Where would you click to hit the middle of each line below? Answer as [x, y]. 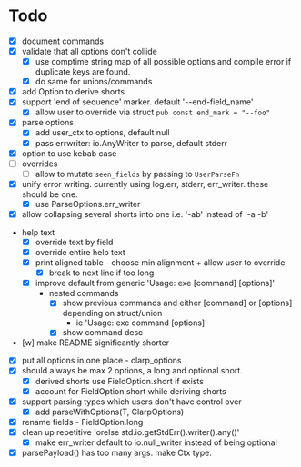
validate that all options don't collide [90, 51]
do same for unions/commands [94, 82]
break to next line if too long [101, 273]
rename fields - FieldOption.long [82, 422]
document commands [63, 41]
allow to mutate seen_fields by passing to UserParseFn [137, 174]
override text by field [74, 242]
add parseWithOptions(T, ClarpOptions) [110, 412]
